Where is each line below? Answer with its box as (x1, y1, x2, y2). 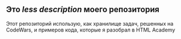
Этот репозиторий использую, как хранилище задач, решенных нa (6, 20, 174, 27)
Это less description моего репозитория (6, 5, 160, 15)
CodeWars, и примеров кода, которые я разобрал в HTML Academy (6, 26, 176, 33)
